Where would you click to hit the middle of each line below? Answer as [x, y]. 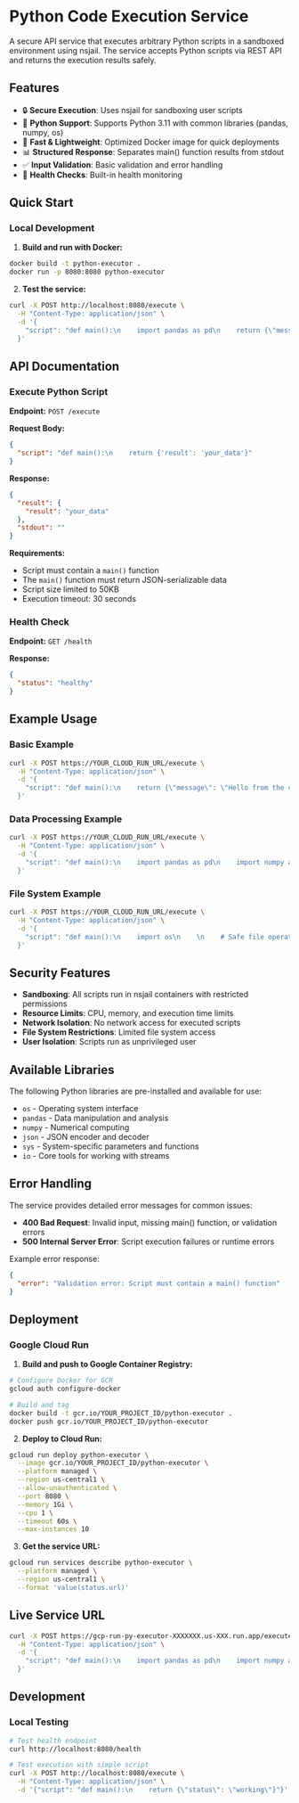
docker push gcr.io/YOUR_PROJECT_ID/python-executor [109, 1422]
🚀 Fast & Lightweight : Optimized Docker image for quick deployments [151, 142]
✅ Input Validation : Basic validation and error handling [122, 164]
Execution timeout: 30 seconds [79, 599]
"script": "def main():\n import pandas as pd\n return [143, 330]
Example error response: [54, 1258]
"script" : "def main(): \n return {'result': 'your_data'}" [135, 453]
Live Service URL [57, 1615]
